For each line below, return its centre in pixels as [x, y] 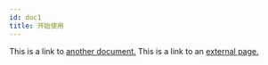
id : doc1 [25, 17]
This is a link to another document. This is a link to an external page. [134, 51]
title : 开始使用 [37, 26]
